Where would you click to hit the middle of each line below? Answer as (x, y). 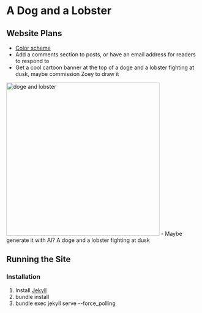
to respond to (32, 61)
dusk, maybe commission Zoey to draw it (67, 74)
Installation (24, 277)
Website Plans (34, 33)
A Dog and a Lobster (59, 11)
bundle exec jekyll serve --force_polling (65, 303)
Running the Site (39, 259)
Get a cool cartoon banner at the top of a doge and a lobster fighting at (105, 67)
